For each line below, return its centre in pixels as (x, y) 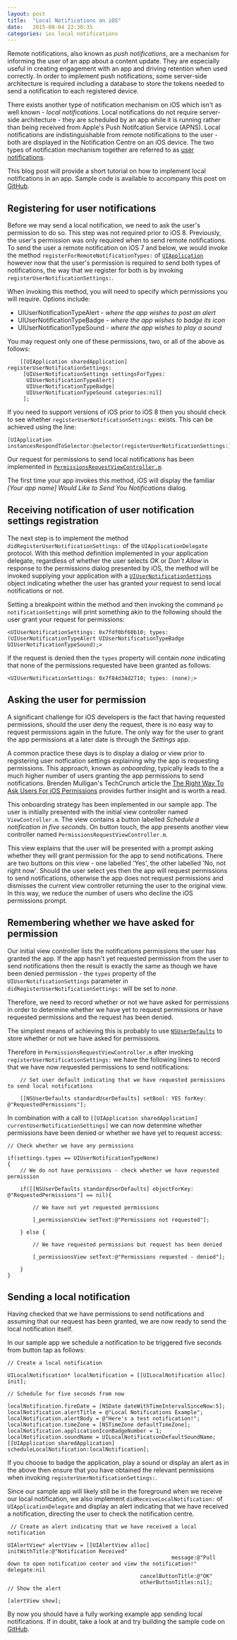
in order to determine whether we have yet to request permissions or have (115, 1009)
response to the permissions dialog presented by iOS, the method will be (113, 568)
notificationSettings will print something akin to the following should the (115, 612)
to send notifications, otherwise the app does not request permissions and (115, 878)
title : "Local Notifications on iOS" (64, 20)
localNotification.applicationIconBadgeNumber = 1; (85, 1431)
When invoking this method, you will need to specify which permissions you (117, 292)
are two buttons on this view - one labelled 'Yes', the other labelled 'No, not (117, 863)
